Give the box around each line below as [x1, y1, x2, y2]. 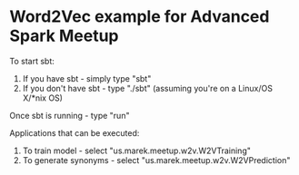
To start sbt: [9, 55, 55, 66]
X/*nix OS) [22, 92, 64, 103]
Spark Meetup [9, 25, 120, 46]
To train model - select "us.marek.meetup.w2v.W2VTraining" [22, 145, 252, 156]
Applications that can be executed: [9, 127, 140, 138]
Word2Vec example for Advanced [9, 6, 270, 27]
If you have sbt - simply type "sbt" [22, 73, 152, 83]
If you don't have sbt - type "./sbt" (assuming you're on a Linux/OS [22, 83, 273, 93]
